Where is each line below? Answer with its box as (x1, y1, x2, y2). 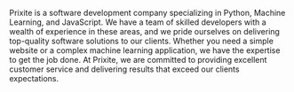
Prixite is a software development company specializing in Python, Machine (9, 8, 286, 18)
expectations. (9, 73, 60, 83)
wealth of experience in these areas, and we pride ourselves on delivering (9, 27, 280, 36)
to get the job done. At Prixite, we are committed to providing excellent (9, 55, 267, 65)
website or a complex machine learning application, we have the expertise (9, 45, 281, 56)
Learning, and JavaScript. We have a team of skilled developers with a (9, 17, 266, 27)
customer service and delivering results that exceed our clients (9, 64, 240, 74)
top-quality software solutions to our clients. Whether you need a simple (9, 35, 274, 46)
